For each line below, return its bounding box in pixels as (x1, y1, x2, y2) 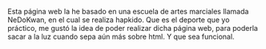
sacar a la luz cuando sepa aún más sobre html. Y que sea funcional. (7, 32, 235, 41)
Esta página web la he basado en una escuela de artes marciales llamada (7, 7, 249, 16)
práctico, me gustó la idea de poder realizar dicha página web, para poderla (7, 24, 258, 32)
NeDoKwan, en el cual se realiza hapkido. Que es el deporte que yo (7, 15, 230, 24)
